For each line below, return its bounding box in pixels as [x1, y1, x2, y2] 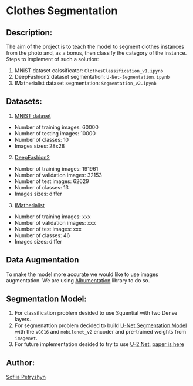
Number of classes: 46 [14, 231, 70, 239]
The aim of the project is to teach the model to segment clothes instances [6, 43, 185, 50]
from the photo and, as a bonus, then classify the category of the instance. [6, 49, 187, 56]
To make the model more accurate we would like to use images [6, 271, 158, 278]
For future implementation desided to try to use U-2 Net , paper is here [14, 341, 185, 348]
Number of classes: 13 [14, 184, 69, 191]
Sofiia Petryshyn [6, 374, 46, 381]
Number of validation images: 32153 [14, 171, 103, 178]
